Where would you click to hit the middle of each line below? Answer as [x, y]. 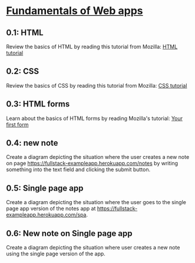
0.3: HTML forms [38, 104]
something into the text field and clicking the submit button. [78, 169]
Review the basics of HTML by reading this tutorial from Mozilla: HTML [92, 46]
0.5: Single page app [45, 188]
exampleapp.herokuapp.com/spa [46, 215]
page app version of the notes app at [51, 209]
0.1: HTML [25, 33]
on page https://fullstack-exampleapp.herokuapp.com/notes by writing [92, 164]
